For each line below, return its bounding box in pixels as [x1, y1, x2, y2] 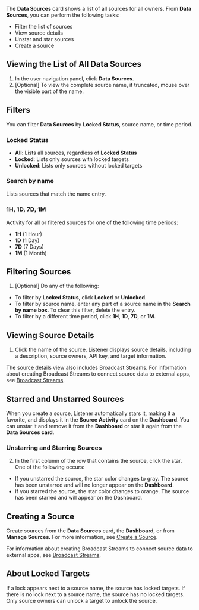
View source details [14, 29, 64, 36]
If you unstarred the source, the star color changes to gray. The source [14, 475, 189, 482]
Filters [6, 105, 31, 115]
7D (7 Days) [14, 243, 45, 250]
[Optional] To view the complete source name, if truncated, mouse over [14, 81, 190, 88]
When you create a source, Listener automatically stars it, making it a [6, 410, 175, 417]
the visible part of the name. [14, 88, 84, 95]
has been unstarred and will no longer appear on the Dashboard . [14, 481, 174, 488]
